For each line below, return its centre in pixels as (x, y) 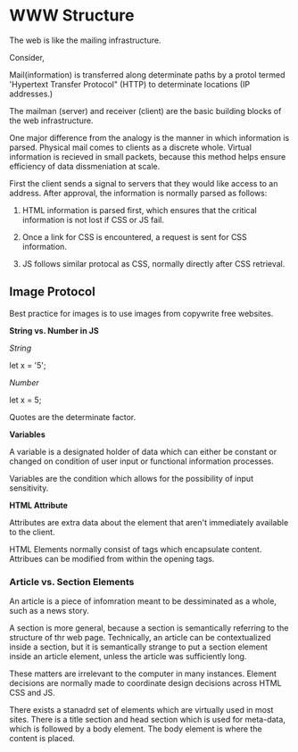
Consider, (27, 57)
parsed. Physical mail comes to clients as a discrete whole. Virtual (131, 147)
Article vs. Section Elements (72, 582)
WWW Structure (72, 16)
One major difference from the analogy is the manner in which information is (149, 137)
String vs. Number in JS (54, 330)
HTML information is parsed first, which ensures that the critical (139, 210)
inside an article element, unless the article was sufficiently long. (128, 657)
